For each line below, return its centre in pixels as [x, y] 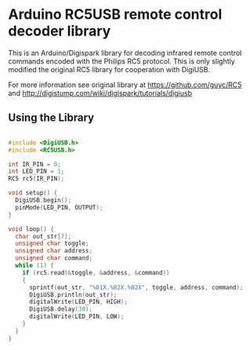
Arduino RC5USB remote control [115, 15]
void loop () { [31, 229]
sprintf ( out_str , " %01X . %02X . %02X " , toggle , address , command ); [136, 287]
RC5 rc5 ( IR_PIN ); [36, 179]
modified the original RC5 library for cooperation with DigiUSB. [109, 69]
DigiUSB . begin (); [43, 200]
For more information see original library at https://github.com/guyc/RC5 [125, 85]
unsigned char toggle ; [52, 244]
